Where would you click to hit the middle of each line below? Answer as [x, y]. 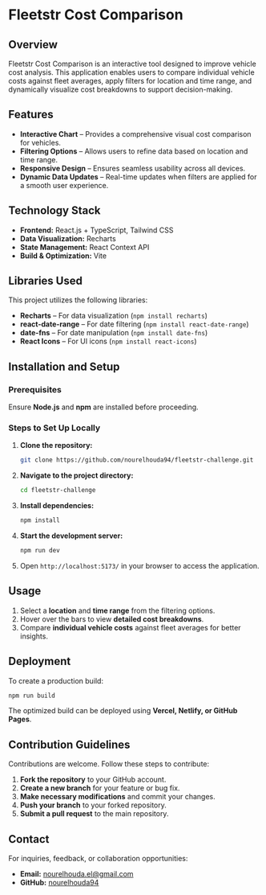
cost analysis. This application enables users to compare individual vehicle [131, 72]
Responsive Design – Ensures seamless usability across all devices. [133, 168]
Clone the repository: [56, 445]
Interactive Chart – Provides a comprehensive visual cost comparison [135, 133]
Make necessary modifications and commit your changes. [118, 797]
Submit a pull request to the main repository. [94, 814]
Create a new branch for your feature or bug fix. [100, 788]
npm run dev [40, 551]
